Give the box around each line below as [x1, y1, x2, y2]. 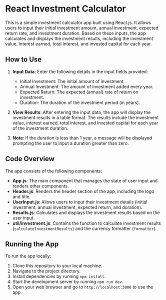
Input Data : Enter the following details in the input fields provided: [12, 68, 148, 74]
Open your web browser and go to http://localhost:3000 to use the [12, 284, 153, 290]
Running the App [5, 239, 59, 248]
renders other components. [12, 183, 69, 189]
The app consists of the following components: [5, 168, 102, 174]
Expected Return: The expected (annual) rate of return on [19, 88, 138, 95]
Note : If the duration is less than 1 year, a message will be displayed [12, 134, 152, 140]
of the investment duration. [12, 125, 68, 131]
